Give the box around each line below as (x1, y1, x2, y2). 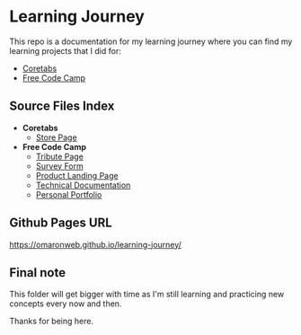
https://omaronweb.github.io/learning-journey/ (9, 239, 182, 250)
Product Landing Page (35, 170, 119, 181)
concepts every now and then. (9, 298, 122, 309)
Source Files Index (9, 99, 115, 114)
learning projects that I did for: (9, 45, 121, 56)
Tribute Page (35, 151, 84, 162)
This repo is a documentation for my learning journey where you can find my (9, 36, 293, 47)
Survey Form (35, 160, 84, 172)
